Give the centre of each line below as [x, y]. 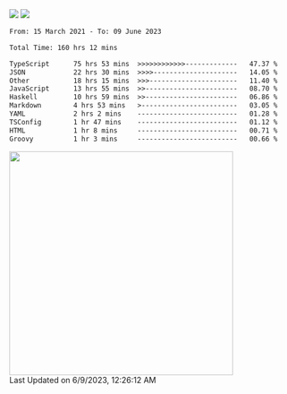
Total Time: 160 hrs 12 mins [63, 47]
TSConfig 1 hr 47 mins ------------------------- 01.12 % [143, 122]
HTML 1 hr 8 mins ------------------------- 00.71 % [143, 130]
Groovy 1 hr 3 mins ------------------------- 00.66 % [143, 139]
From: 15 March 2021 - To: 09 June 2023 [86, 31]
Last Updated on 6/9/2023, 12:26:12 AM [83, 380]
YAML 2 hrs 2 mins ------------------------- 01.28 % [143, 114]
